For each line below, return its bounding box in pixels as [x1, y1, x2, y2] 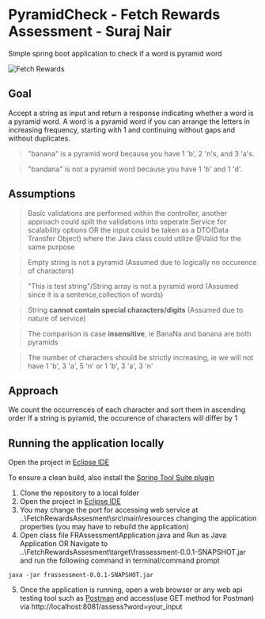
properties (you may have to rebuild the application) [19, 522, 189, 532]
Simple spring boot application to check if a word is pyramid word [8, 48, 223, 58]
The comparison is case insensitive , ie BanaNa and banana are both [27, 329, 252, 338]
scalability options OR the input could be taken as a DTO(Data [27, 225, 229, 235]
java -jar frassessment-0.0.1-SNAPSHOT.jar [8, 571, 154, 579]
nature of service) [27, 313, 86, 323]
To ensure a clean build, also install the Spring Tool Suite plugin [8, 473, 215, 483]
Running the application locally [8, 436, 165, 450]
